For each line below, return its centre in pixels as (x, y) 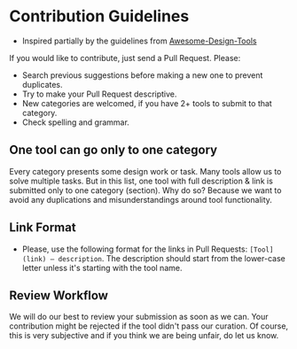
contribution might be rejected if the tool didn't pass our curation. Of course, (149, 326)
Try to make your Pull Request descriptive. (99, 94)
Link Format (43, 228)
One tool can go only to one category (113, 150)
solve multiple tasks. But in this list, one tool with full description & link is (141, 181)
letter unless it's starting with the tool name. (102, 268)
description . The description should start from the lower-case (172, 258)
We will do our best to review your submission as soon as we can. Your (139, 317)
